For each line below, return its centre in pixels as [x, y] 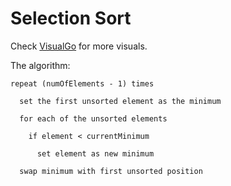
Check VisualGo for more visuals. [79, 46]
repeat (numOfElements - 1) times [82, 83]
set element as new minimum [95, 153]
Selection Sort [71, 18]
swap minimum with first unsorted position [111, 171]
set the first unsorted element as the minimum [120, 101]
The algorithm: [40, 65]
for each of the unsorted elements [93, 118]
